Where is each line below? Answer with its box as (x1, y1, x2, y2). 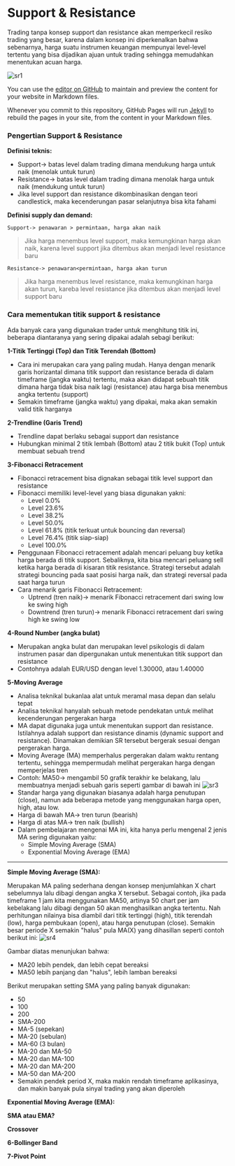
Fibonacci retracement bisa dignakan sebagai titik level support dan (17, 474, 213, 482)
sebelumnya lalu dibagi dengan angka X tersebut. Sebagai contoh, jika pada (7, 888, 226, 897)
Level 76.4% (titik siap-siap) (27, 533, 109, 541)
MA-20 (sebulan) (17, 1032, 67, 1040)
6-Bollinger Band (7, 1138, 58, 1146)
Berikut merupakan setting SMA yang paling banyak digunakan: (7, 981, 191, 990)
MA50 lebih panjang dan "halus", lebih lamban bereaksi (17, 967, 177, 976)
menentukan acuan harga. (7, 57, 83, 66)
